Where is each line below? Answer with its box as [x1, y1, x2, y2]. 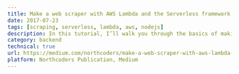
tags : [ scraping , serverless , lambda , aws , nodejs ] [7, 23, 164, 30]
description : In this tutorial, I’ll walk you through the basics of [7, 30, 218, 37]
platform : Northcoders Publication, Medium [7, 56, 139, 63]
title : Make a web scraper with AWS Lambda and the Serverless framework [7, 10, 231, 18]
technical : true [7, 43, 55, 50]
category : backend [7, 37, 62, 44]
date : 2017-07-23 [7, 17, 59, 24]
